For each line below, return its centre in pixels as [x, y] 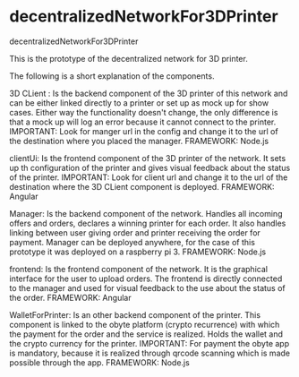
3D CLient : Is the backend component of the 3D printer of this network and [149, 93]
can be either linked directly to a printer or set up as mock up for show [139, 103]
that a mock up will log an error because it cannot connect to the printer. [143, 122]
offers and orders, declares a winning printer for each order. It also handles [148, 223]
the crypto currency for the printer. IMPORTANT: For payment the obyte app [149, 343]
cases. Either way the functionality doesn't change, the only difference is [144, 112]
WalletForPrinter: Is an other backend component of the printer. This [135, 314]
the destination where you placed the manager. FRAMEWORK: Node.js [139, 141]
